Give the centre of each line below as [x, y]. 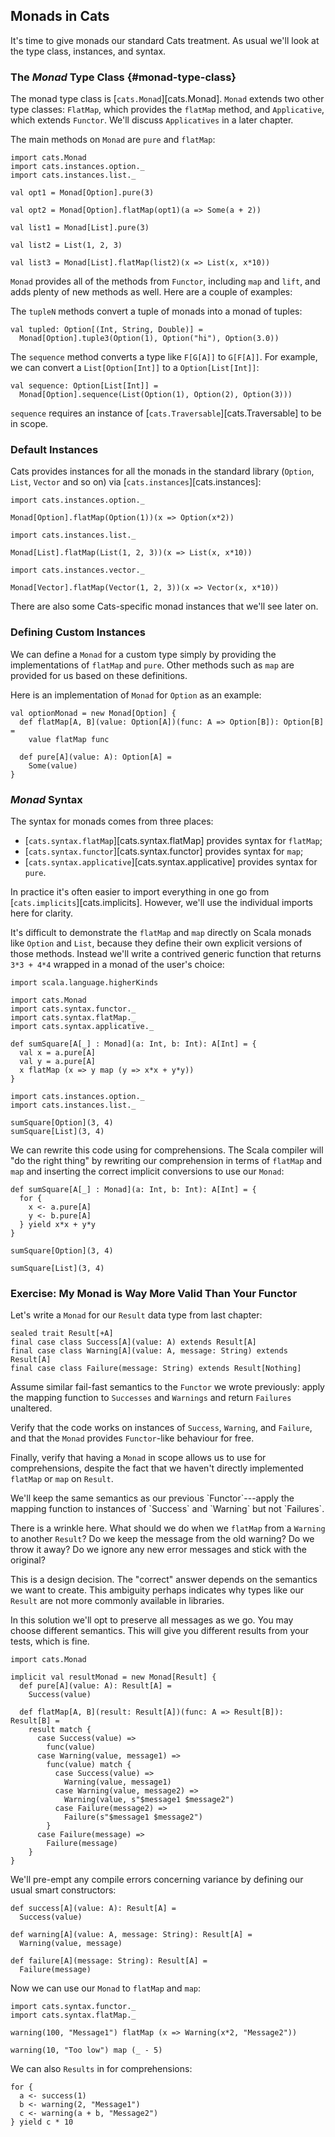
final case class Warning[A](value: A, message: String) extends [149, 1351]
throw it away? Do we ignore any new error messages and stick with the [158, 1550]
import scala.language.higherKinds [84, 983]
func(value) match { [89, 1765]
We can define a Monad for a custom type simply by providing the [143, 654]
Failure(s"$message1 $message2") [133, 1817]
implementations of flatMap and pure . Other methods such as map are [152, 665]
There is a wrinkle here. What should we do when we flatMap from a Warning [168, 1528]
